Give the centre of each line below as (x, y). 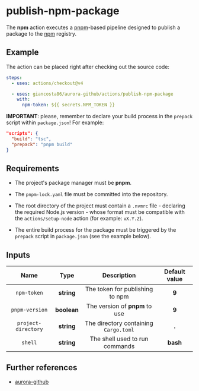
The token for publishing (119, 289)
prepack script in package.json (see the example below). (83, 237)
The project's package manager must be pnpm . (73, 183)
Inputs (18, 255)
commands (119, 346)
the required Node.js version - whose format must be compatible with (100, 212)
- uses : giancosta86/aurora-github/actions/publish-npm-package (92, 94)
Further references (42, 368)
